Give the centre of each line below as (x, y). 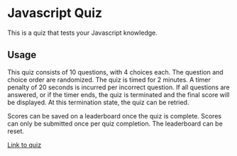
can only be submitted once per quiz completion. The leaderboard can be (115, 123)
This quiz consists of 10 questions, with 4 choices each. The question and (115, 72)
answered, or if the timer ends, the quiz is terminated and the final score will (118, 94)
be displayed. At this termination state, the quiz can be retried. (98, 102)
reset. (16, 131)
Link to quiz (24, 145)
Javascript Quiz (55, 13)
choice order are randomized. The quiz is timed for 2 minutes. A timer (109, 79)
